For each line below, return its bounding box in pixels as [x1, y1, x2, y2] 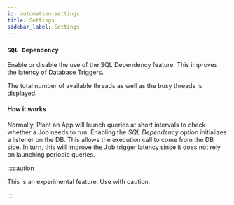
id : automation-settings [7, 10, 80, 17]
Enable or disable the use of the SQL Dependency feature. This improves [7, 60, 218, 69]
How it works [7, 105, 47, 113]
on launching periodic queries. [7, 150, 96, 158]
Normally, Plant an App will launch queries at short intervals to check [7, 120, 206, 129]
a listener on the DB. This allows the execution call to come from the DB [7, 135, 214, 143]
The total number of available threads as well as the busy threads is [7, 81, 202, 90]
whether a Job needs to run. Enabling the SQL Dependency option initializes [7, 127, 227, 136]
